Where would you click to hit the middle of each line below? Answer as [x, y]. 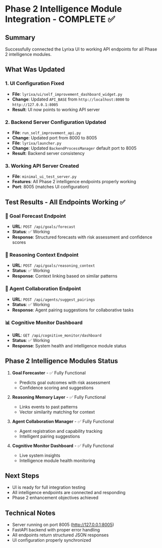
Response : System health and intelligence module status [69, 345]
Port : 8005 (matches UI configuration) [50, 187]
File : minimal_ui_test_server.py [44, 176]
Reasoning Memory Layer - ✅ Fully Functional [59, 397]
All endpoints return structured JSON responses [60, 535]
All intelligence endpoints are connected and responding [69, 493]
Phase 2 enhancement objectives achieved [55, 498]
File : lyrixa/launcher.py [37, 143]
